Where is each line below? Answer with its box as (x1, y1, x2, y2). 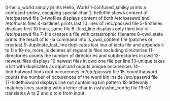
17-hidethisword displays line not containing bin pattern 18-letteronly (5, 79, 149, 85)
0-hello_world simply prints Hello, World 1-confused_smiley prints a (5, 5, 146, 10)
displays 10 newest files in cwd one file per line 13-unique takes (32, 58, 165, 64)
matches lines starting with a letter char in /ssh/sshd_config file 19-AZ (5, 85, 151, 90)
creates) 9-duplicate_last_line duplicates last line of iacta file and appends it (5, 42, 164, 47)
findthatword (5, 69, 32, 75)
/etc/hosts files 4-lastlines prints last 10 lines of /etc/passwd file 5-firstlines (5, 20, 163, 26)
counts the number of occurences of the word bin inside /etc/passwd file (5, 74, 158, 80)
